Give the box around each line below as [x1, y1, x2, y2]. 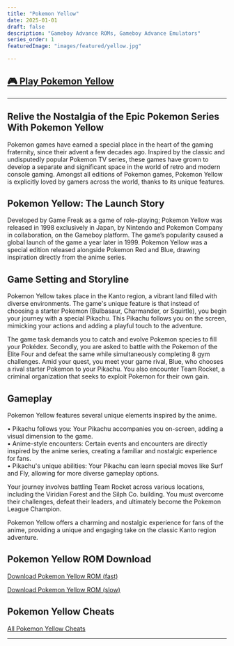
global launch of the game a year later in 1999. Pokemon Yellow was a [7, 238, 208, 247]
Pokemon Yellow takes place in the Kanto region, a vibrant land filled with [7, 292, 217, 300]
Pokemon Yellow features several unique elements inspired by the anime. [7, 411, 217, 420]
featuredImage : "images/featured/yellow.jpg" [7, 43, 141, 50]
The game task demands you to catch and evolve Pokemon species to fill [7, 335, 217, 344]
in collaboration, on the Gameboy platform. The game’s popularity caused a [7, 231, 224, 240]
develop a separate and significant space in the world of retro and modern [7, 162, 221, 171]
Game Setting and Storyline [7, 273, 130, 285]
